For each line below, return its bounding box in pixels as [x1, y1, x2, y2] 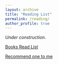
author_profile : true [5, 21, 50, 26]
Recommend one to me [5, 54, 53, 60]
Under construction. [5, 34, 46, 40]
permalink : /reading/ [5, 16, 50, 21]
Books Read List [5, 44, 38, 50]
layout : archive [5, 7, 39, 12]
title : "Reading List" [5, 12, 52, 17]
